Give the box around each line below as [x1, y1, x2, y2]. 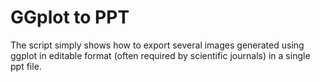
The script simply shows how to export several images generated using [10, 39, 305, 51]
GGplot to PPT [10, 6, 130, 29]
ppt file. [10, 60, 42, 72]
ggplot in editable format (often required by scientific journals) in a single [10, 49, 311, 61]
